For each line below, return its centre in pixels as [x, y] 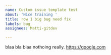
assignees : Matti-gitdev [31, 28]
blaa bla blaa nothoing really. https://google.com [55, 47]
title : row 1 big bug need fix [38, 19]
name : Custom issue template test [42, 10]
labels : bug [18, 24]
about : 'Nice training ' [31, 14]
